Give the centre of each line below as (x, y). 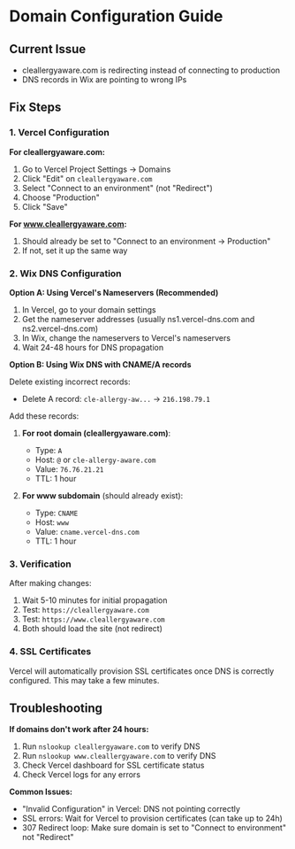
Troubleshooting (56, 708)
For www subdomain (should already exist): (102, 495)
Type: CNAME (57, 513)
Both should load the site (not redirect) (92, 629)
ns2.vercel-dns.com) (60, 328)
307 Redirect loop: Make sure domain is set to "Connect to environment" (154, 828)
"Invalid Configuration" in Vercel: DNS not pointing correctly (131, 809)
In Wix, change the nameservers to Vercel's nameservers (126, 337)
